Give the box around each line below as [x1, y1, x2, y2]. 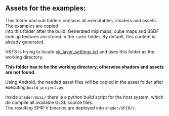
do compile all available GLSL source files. [5, 99, 94, 105]
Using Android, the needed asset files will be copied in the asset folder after [5, 79, 163, 85]
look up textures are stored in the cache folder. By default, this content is [5, 33, 156, 39]
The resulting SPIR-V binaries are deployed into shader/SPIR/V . [5, 104, 136, 110]
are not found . [5, 69, 36, 75]
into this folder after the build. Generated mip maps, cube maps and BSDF [5, 28, 159, 34]
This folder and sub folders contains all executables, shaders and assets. [5, 17, 157, 23]
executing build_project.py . [5, 84, 65, 90]
